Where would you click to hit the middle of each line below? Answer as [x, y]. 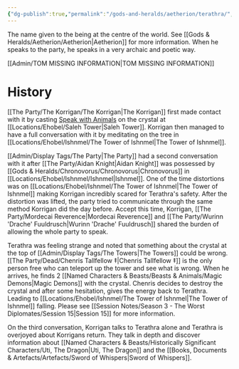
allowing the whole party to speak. [58, 232]
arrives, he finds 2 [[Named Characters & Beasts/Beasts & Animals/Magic [115, 276]
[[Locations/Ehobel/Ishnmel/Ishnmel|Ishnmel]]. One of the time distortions [116, 178]
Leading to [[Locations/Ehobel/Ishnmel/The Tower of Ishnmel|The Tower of [118, 298]
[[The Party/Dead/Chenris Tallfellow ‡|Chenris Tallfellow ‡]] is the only [110, 260]
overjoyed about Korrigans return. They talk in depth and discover [104, 335]
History [30, 92]
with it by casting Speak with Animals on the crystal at [86, 119]
